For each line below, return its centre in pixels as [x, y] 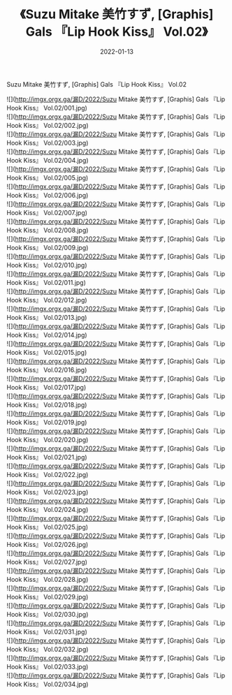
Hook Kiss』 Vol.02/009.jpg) [48, 247]
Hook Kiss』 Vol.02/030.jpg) [48, 614]
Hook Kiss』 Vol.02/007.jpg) [47, 212]
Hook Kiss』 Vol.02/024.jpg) [48, 509]
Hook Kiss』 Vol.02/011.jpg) [46, 282]
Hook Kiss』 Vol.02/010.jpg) [47, 265]
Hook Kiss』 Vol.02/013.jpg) [47, 317]
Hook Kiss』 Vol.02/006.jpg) [48, 195]
